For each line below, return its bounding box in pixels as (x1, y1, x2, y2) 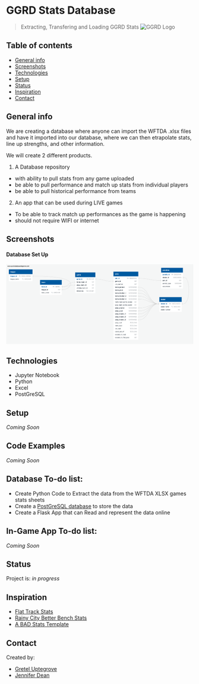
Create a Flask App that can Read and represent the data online (14, 509, 170, 516)
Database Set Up (6, 251, 49, 258)
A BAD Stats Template (14, 621, 70, 628)
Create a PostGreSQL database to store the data (14, 502, 134, 509)
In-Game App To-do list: (6, 526, 97, 536)
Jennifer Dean (14, 671, 50, 679)
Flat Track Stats (14, 608, 53, 615)
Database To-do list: (6, 474, 83, 484)
